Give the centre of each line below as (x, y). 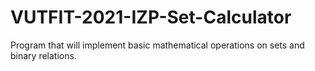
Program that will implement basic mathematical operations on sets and (157, 45)
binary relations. (43, 55)
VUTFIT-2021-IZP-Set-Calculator (151, 17)
